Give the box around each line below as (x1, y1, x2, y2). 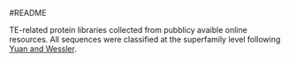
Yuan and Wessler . (9, 43, 77, 54)
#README (9, 8, 47, 18)
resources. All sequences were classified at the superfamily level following (9, 35, 281, 44)
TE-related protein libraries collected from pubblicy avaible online (9, 25, 247, 35)
